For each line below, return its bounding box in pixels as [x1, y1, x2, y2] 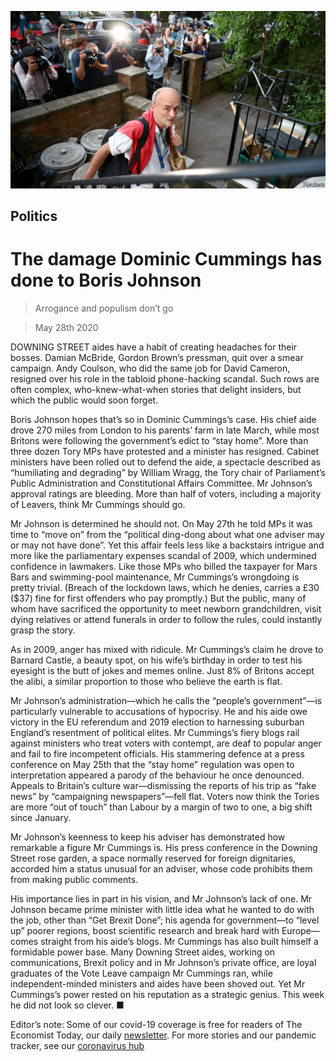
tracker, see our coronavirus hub [10, 1039, 145, 1051]
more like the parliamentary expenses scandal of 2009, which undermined [10, 549, 317, 561]
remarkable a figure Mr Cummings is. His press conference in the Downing [10, 841, 318, 853]
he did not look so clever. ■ [10, 999, 125, 1011]
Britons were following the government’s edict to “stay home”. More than [10, 434, 309, 446]
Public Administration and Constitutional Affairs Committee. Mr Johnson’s [10, 477, 313, 489]
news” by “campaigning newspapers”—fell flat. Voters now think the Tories [10, 790, 320, 802]
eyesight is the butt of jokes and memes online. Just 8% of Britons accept [10, 664, 315, 676]
